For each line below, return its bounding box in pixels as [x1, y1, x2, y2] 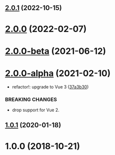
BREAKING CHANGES [5, 96, 57, 103]
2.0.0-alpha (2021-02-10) [5, 68, 111, 79]
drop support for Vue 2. [12, 107, 60, 113]
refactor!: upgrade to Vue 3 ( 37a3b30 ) [12, 84, 89, 89]
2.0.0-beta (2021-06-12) [5, 46, 106, 56]
